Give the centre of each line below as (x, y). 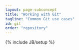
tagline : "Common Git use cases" (40, 19)
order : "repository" (27, 28)
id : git (13, 24)
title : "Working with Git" (33, 14)
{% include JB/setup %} (30, 42)
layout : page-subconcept (31, 10)
